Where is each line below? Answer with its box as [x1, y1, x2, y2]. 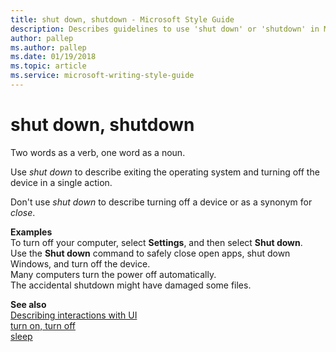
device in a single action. [10, 176, 113, 188]
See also [10, 298, 47, 310]
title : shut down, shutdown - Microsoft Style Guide [10, 14, 235, 25]
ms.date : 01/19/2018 [10, 52, 97, 62]
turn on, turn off [10, 319, 76, 331]
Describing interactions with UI [10, 309, 138, 321]
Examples [10, 226, 53, 238]
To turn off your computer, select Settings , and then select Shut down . [10, 236, 303, 248]
